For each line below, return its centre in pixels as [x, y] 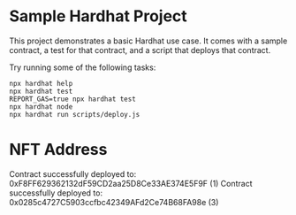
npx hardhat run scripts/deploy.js [75, 114]
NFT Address [58, 150]
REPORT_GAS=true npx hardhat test [73, 99]
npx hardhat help [41, 83]
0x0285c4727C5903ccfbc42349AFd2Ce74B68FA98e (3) [114, 202]
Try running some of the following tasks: [83, 67]
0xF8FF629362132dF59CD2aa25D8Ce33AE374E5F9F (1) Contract [131, 183]
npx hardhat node [41, 107]
